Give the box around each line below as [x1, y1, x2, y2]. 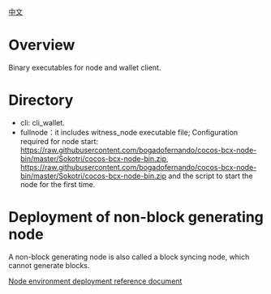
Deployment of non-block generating [8, 208, 264, 227]
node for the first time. [19, 179, 96, 189]
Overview [8, 36, 75, 54]
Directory [8, 92, 74, 109]
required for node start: [19, 136, 99, 146]
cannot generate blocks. [8, 260, 90, 270]
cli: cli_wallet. [19, 117, 65, 127]
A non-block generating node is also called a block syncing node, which [8, 252, 250, 262]
